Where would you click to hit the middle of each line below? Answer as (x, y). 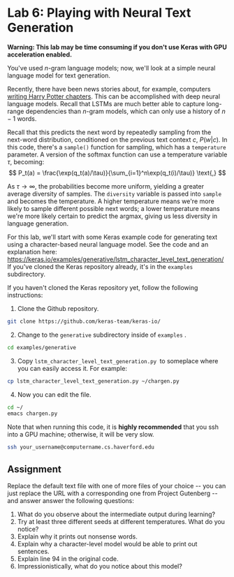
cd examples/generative (42, 347)
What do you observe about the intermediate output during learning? (116, 514)
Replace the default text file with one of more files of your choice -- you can (117, 486)
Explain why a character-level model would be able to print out (107, 544)
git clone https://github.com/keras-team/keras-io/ (84, 321)
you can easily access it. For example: (72, 368)
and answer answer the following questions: (71, 501)
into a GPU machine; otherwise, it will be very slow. (81, 434)
